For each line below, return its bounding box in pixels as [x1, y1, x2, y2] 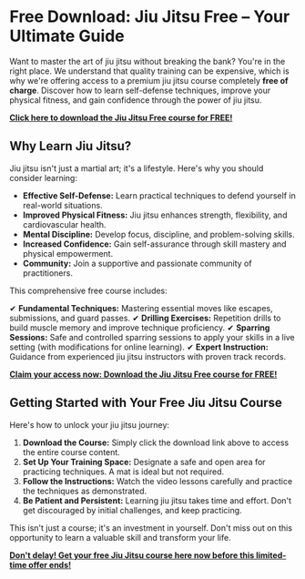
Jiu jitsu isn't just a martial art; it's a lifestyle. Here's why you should [9, 162, 264, 174]
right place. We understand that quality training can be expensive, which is [9, 66, 290, 76]
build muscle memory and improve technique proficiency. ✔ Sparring [9, 321, 270, 333]
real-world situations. [22, 199, 103, 210]
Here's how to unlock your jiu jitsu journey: [9, 419, 170, 430]
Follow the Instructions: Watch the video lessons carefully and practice [22, 475, 293, 486]
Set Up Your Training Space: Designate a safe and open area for [22, 456, 266, 467]
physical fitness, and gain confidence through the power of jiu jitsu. [9, 94, 262, 106]
